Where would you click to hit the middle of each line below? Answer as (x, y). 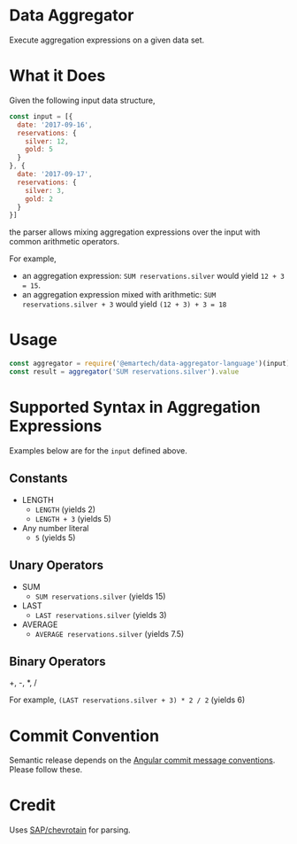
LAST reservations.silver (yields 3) (101, 615)
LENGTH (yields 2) (65, 509)
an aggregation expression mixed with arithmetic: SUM (119, 295)
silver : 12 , (47, 141)
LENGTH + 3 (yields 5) (73, 518)
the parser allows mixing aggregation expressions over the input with (135, 232)
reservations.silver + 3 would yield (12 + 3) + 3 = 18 (124, 304)
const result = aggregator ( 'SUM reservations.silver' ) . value (124, 372)
